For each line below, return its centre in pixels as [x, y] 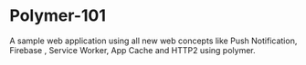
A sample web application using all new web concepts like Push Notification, [153, 41]
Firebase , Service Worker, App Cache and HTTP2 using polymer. [132, 50]
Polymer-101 [58, 16]
